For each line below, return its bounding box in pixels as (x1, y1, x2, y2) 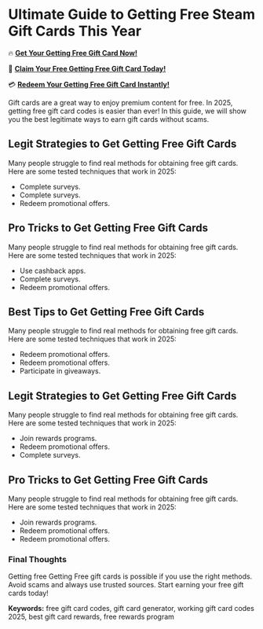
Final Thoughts (8, 554, 67, 565)
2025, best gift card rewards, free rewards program (8, 612, 175, 622)
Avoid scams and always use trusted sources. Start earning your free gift (8, 580, 244, 590)
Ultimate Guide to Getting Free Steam (8, 6, 256, 24)
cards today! (8, 588, 49, 598)
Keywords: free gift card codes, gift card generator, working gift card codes (8, 604, 255, 613)
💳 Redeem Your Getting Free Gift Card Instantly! (8, 79, 170, 89)
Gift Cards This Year (8, 22, 142, 40)
